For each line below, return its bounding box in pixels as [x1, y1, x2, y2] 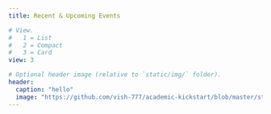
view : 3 [8, 56, 35, 64]
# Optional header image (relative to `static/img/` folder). [8, 71, 222, 79]
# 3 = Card [8, 49, 52, 57]
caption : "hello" [15, 85, 74, 93]
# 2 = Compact [8, 41, 63, 49]
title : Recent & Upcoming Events [8, 11, 121, 20]
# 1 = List [8, 34, 52, 42]
